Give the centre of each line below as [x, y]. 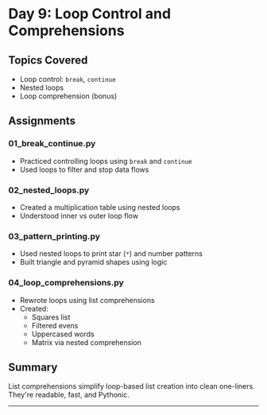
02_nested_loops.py [49, 190]
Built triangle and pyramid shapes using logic [93, 262]
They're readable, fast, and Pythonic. [69, 395]
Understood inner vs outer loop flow [79, 215]
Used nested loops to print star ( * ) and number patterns [111, 254]
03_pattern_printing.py [54, 236]
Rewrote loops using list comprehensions [87, 300]
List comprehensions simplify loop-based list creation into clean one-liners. [132, 386]
